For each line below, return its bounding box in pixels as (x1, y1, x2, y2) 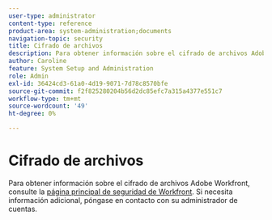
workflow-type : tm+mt (8, 95, 82, 103)
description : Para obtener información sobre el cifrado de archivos (8, 49, 249, 57)
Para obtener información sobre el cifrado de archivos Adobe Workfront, (8, 178, 251, 188)
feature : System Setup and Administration (8, 65, 154, 73)
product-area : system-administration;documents (8, 27, 172, 35)
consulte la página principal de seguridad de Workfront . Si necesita (8, 187, 233, 197)
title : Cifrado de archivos (8, 42, 104, 50)
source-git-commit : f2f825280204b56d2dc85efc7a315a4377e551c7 (8, 87, 223, 95)
